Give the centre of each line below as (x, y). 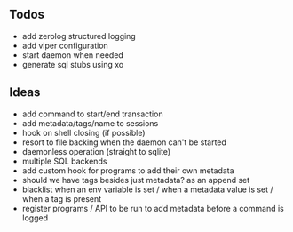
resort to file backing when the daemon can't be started (124, 142)
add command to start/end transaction (92, 114)
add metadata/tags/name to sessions (90, 123)
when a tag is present (62, 198)
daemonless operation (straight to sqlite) (96, 151)
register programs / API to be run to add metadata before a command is (153, 208)
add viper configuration (65, 45)
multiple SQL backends (64, 161)
